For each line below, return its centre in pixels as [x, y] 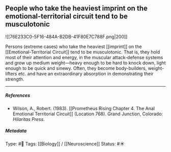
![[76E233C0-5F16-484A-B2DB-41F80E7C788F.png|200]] [66, 36]
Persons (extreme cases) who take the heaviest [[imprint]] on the [74, 46]
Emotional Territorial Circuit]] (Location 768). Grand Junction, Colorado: [88, 114]
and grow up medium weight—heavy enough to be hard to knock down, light [85, 63]
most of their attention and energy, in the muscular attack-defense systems [84, 57]
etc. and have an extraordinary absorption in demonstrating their [86, 73]
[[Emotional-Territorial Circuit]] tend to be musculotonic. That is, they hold [83, 52]
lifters [11, 73]
